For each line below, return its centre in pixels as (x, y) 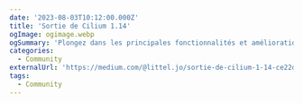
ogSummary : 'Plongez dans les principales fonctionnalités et (129, 43)
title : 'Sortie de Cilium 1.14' (70, 26)
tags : (19, 76)
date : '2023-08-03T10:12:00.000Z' (74, 17)
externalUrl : (34, 68)
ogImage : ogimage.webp (52, 34)
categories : (32, 51)
